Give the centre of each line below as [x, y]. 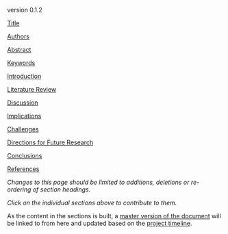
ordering [19, 190]
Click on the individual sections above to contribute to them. [92, 203]
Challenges [23, 129]
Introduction [24, 76]
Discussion [23, 103]
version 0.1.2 [25, 10]
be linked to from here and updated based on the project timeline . [100, 223]
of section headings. [62, 190]
